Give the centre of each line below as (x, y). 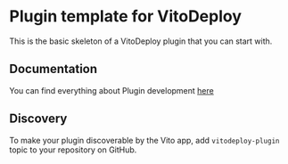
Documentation (53, 69)
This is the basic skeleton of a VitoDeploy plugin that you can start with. (141, 41)
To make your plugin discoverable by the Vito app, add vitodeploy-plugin (144, 140)
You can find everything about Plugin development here (111, 90)
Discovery (38, 119)
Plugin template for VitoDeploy (126, 16)
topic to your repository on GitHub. (73, 150)
